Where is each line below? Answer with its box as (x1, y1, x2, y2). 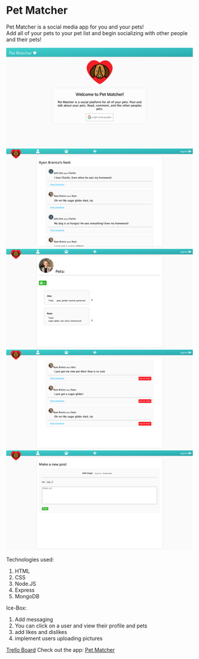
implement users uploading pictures (14, 635, 103, 642)
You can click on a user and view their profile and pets (14, 622, 147, 629)
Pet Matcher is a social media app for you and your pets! (6, 23, 144, 30)
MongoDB (14, 592, 40, 600)
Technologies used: (6, 556, 54, 563)
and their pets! (6, 36, 41, 43)
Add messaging (14, 616, 53, 623)
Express (14, 586, 35, 594)
